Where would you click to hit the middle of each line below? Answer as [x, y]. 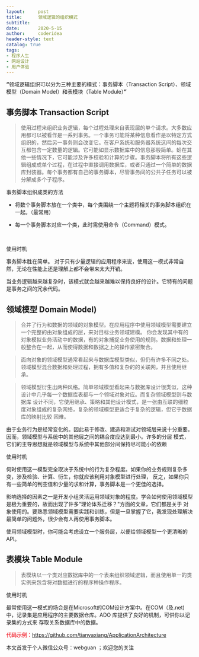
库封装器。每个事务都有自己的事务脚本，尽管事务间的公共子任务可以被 [106, 172]
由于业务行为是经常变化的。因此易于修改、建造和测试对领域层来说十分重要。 [99, 429]
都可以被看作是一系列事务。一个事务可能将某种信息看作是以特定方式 [109, 135]
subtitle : [18, 23]
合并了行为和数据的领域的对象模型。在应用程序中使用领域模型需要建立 [106, 325]
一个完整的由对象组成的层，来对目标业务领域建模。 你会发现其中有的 [104, 332]
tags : [13, 50]
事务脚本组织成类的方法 [35, 192]
